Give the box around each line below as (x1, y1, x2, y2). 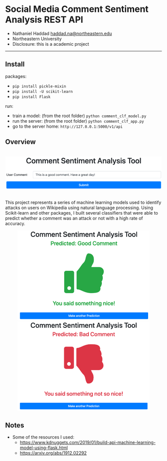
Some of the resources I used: (12, 434, 75, 440)
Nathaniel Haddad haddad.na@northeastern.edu (12, 30, 112, 36)
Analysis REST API (5, 14, 83, 25)
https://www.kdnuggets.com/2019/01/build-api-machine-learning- (19, 440, 156, 446)
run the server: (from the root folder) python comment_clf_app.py (12, 118, 144, 124)
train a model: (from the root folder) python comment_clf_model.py (12, 113, 147, 119)
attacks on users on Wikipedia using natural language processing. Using (5, 205, 153, 211)
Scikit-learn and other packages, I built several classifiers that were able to (5, 210, 158, 216)
